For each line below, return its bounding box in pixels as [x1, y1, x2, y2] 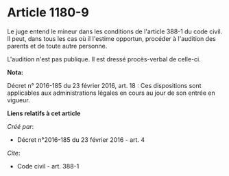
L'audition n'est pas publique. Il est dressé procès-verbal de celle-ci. [7, 55, 201, 63]
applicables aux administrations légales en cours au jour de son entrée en [7, 89, 216, 97]
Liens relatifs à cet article [7, 109, 81, 117]
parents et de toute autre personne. [7, 42, 108, 50]
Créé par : [7, 122, 34, 130]
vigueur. [7, 96, 30, 104]
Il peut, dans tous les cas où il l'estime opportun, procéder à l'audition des [7, 34, 216, 42]
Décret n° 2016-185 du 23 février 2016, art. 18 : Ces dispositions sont [7, 81, 202, 89]
